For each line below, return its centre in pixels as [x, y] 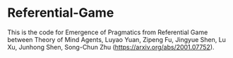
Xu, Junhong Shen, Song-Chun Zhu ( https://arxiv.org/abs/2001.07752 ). [111, 47]
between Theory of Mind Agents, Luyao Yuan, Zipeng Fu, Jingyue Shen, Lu [116, 39]
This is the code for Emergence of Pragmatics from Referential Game [108, 32]
